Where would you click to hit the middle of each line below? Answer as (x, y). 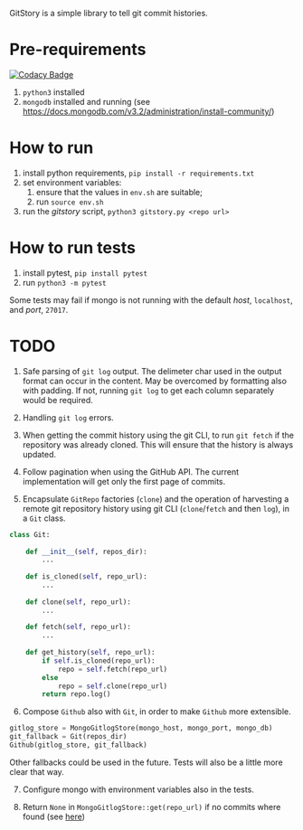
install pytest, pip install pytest (85, 273)
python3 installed (53, 92)
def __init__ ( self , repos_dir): (86, 552)
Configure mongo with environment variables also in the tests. (138, 789)
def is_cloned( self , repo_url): (86, 577)
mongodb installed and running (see (86, 101)
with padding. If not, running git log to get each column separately (148, 390)
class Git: (30, 534)
